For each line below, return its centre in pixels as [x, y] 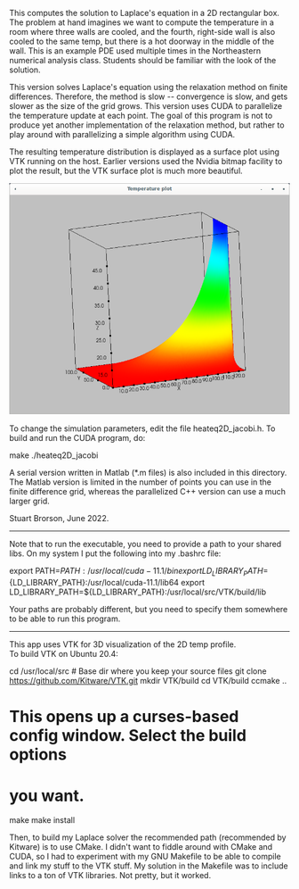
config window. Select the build [128, 736]
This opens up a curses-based [124, 717]
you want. [47, 796]
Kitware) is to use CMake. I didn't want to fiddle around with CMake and [141, 847]
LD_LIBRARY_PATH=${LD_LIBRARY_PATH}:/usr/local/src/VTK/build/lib [138, 592]
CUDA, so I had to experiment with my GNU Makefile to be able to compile [145, 857]
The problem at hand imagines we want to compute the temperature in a [141, 22]
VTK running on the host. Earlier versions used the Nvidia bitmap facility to [146, 161]
